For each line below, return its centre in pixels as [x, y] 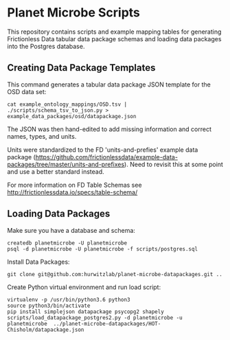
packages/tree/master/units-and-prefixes [66, 164]
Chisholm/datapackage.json [46, 330]
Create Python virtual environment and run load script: [84, 287]
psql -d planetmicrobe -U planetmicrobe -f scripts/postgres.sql [102, 249]
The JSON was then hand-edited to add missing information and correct [109, 129]
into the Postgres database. [46, 46]
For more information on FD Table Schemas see [74, 185]
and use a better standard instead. [56, 171]
